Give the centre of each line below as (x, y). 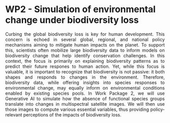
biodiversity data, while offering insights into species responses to (85, 83)
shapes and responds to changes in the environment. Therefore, (85, 77)
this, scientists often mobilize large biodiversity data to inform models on (85, 50)
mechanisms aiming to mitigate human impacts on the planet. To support (85, 45)
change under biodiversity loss (72, 20)
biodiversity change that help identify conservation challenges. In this (85, 55)
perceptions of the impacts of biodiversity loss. (72, 114)
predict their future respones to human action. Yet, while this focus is (85, 66)
